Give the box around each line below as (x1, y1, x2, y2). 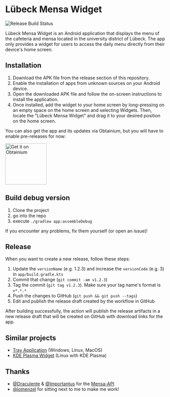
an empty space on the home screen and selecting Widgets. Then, (12, 107, 152, 113)
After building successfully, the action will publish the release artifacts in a (5, 308, 161, 314)
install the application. (12, 96, 59, 102)
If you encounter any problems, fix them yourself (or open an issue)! (5, 228, 148, 234)
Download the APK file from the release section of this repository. (12, 75, 150, 81)
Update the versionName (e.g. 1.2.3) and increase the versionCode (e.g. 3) (12, 266, 164, 272)
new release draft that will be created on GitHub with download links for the (5, 314, 163, 320)
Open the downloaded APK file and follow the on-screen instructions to (12, 90, 162, 97)
